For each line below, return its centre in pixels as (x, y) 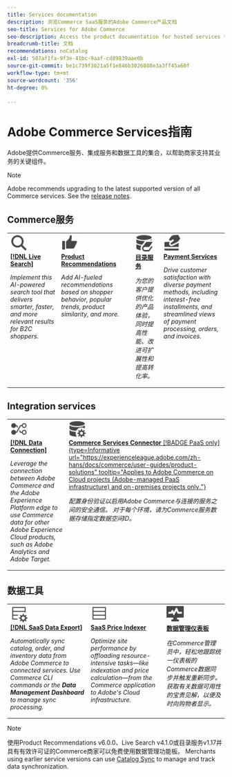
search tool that (32, 292)
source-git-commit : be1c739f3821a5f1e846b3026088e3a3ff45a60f (98, 66)
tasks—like (133, 663)
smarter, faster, (32, 306)
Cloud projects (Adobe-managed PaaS (124, 479)
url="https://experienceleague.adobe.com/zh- (135, 457)
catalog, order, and (37, 648)
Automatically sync (38, 641)
